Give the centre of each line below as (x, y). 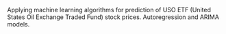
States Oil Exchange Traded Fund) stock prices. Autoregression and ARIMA (113, 17)
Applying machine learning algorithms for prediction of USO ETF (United (109, 10)
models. (18, 24)
